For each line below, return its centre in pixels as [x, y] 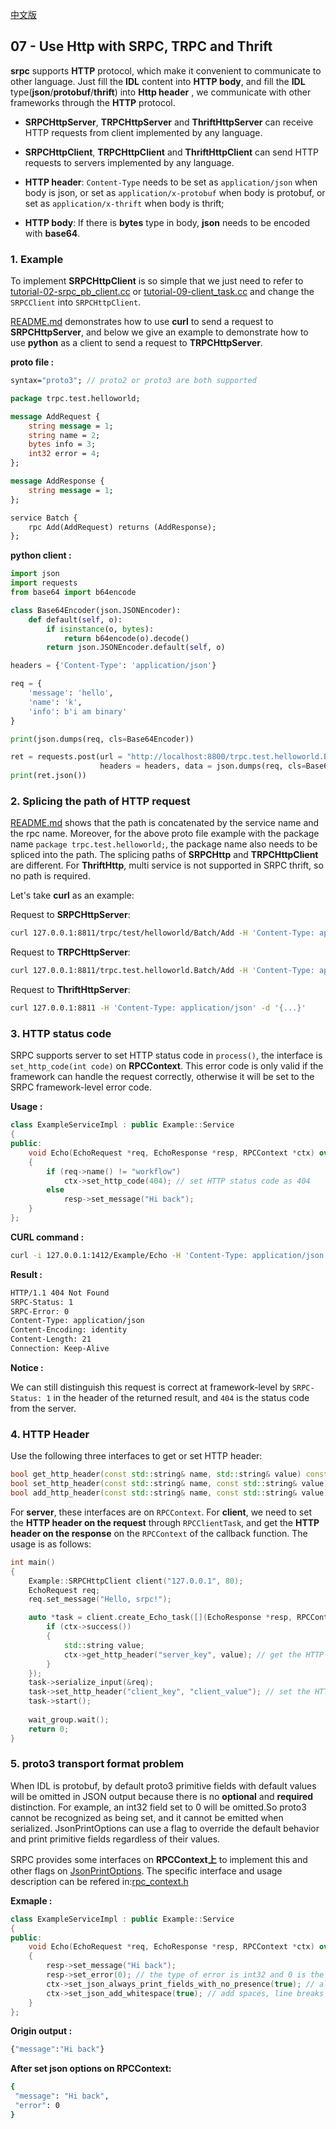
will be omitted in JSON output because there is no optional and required [162, 1796]
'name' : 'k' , [55, 702]
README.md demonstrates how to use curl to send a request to [142, 322]
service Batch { [44, 518]
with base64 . [52, 233]
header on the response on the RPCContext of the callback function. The [159, 1533]
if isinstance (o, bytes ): [100, 629]
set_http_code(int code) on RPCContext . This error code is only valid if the [167, 1066]
